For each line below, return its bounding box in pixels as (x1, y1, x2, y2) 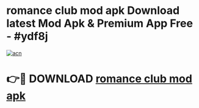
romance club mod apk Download (6, 4, 180, 18)
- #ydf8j (6, 30, 48, 43)
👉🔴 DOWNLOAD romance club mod (6, 72, 192, 86)
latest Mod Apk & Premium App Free (6, 16, 194, 30)
